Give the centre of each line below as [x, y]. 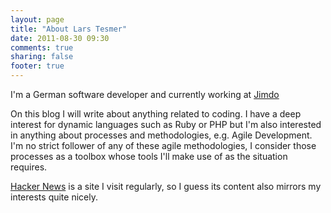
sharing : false [42, 57]
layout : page [37, 19]
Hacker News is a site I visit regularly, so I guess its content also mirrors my [166, 186]
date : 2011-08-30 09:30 [60, 38]
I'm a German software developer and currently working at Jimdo [145, 94]
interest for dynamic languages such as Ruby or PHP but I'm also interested [166, 124]
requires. [29, 167]
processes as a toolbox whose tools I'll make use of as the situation [149, 156]
